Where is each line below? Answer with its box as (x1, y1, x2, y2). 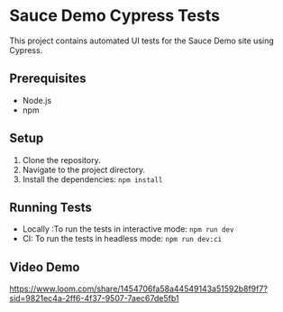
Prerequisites (9, 71, 87, 87)
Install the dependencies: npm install (22, 173, 163, 185)
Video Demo (9, 259, 80, 275)
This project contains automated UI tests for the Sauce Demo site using (9, 35, 275, 46)
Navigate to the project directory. (22, 164, 146, 175)
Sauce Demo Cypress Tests (9, 5, 221, 26)
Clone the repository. (22, 154, 101, 165)
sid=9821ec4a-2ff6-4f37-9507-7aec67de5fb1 (9, 293, 179, 304)
